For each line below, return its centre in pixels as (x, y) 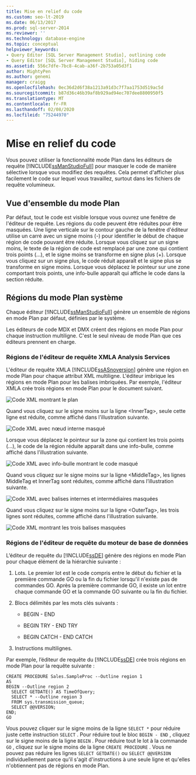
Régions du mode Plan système (65, 298)
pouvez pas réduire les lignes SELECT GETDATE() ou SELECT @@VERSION (89, 753)
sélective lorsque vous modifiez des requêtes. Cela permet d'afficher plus (95, 173)
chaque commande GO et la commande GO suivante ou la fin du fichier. (101, 592)
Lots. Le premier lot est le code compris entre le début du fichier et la (98, 573)
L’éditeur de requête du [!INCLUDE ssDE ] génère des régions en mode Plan (96, 556)
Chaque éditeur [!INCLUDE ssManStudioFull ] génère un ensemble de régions (98, 312)
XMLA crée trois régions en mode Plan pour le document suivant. (85, 388)
